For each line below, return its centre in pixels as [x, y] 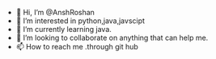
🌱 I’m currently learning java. [64, 29]
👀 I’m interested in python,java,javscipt [80, 21]
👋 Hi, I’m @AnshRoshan [55, 12]
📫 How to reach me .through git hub [77, 47]
